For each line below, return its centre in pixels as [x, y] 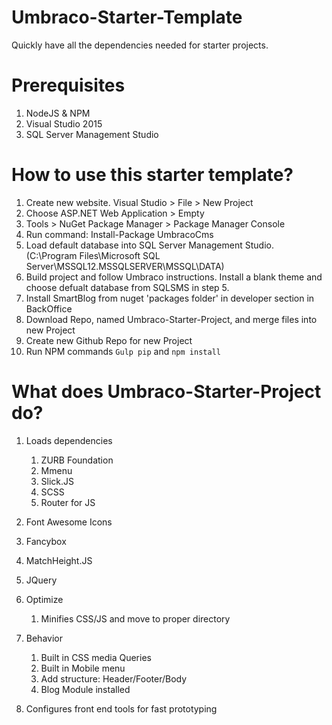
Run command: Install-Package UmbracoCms [119, 234]
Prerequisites [68, 85]
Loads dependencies [69, 440]
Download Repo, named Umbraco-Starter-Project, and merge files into [171, 319]
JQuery [41, 580]
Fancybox [46, 541]
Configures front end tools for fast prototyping [121, 708]
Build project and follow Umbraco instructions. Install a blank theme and [174, 277]
